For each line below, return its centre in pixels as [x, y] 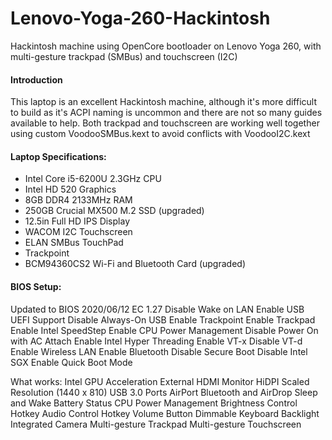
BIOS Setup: [36, 286]
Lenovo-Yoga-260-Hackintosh [140, 18]
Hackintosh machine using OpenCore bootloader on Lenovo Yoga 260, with [166, 46]
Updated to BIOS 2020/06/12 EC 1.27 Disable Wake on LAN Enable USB [157, 309]
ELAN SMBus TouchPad [74, 243]
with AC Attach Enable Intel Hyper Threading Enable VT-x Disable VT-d [156, 341]
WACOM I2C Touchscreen [78, 232]
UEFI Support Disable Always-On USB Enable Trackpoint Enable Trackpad [163, 319]
